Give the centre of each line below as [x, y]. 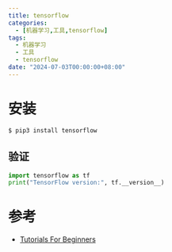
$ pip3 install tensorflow [53, 130]
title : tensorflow [38, 15]
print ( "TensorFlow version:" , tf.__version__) [86, 183]
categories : [28, 23]
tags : [17, 38]
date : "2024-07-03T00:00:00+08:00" [67, 67]
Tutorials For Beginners [58, 239]
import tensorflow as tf [49, 175]
